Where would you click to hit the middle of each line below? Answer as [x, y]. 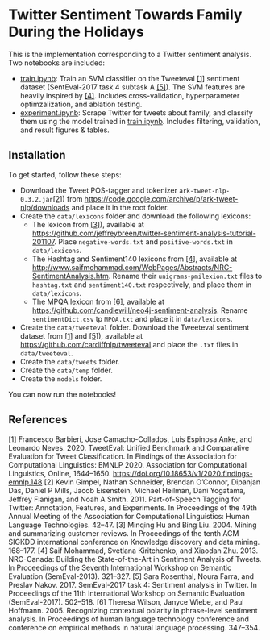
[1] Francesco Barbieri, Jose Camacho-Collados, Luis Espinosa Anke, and [130, 439]
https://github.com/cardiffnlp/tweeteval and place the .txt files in [129, 344]
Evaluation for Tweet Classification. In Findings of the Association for [123, 456]
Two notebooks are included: [57, 63]
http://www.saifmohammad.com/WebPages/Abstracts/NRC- [132, 267]
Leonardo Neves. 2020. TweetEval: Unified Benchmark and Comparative [129, 447]
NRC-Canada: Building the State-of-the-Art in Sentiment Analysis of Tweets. [135, 559]
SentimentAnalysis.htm [70, 276]
